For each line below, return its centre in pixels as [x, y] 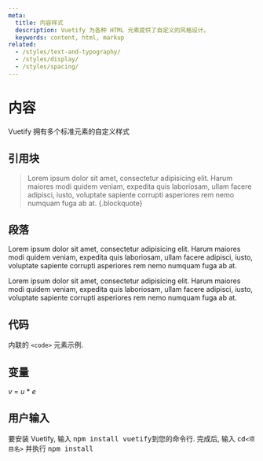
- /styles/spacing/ [47, 67]
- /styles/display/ [47, 60]
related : [22, 45]
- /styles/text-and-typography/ [68, 52]
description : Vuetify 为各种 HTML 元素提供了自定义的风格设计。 [112, 30]
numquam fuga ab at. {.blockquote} [85, 203]
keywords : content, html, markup [70, 37]
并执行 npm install [59, 448]
